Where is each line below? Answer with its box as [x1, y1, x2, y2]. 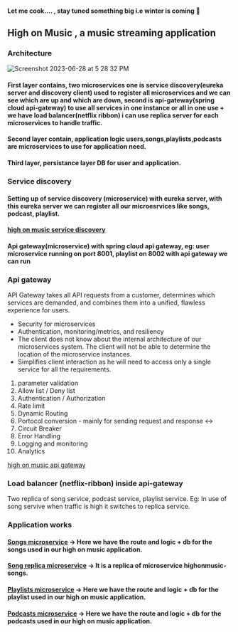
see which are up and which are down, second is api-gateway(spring [7, 95, 215, 104]
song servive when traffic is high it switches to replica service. [7, 502, 190, 511]
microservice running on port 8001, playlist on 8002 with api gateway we [7, 249, 228, 258]
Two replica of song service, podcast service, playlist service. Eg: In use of [7, 495, 227, 503]
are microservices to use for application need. [7, 142, 147, 151]
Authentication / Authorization [17, 394, 106, 403]
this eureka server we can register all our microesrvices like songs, [7, 201, 210, 210]
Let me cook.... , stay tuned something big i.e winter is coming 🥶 [7, 6, 200, 15]
